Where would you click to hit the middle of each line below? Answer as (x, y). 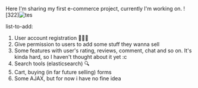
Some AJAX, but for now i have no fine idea (67, 78)
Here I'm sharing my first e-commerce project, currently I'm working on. (94, 9)
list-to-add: (19, 26)
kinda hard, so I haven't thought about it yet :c (70, 57)
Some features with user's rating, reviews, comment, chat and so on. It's (103, 51)
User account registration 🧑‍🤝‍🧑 (51, 38)
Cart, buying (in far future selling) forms (63, 72)
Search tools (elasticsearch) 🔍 (52, 64)
